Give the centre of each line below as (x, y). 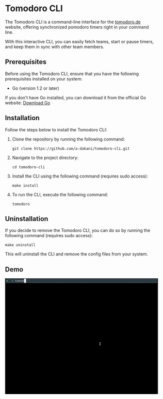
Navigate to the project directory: (45, 158)
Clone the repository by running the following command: (68, 139)
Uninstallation (27, 219)
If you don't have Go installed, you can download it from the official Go (76, 97)
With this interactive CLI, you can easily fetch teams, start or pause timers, (79, 41)
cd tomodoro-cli (28, 167)
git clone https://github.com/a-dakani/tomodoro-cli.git (71, 148)
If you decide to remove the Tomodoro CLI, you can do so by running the (78, 230)
